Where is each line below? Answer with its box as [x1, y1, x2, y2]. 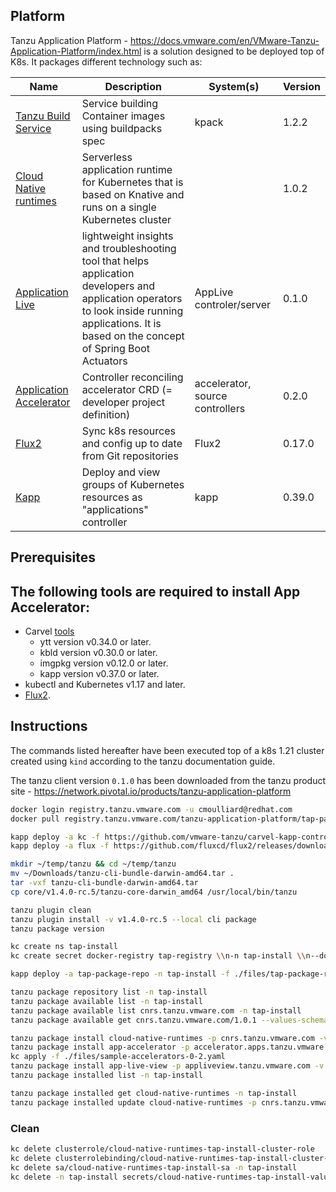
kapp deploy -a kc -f [10, 832, 101, 842]
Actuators [81, 354, 128, 368]
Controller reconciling [81, 370, 184, 384]
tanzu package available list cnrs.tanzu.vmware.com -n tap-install [10, 1005, 302, 1016]
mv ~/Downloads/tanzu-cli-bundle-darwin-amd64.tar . [10, 869, 235, 879]
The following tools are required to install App [10, 583, 301, 600]
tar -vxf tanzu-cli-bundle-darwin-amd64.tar [10, 878, 199, 888]
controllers [194, 401, 246, 415]
